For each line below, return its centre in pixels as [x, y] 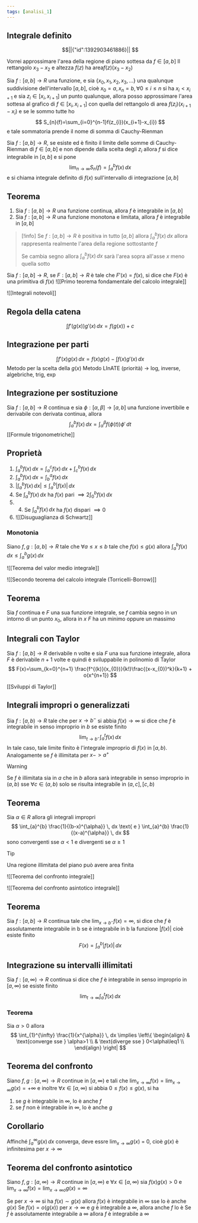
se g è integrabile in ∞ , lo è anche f [58, 1101]
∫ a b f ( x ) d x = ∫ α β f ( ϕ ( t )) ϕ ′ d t [100, 424]
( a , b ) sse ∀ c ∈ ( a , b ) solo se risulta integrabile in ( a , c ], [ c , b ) [81, 784]
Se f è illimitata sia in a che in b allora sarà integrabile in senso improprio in [98, 778]
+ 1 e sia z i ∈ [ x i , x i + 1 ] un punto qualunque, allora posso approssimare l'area [100, 97]
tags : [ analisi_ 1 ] [29, 12]
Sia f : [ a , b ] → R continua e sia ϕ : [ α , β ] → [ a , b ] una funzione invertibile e [98, 407]
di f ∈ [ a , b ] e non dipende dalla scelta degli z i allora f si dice [104, 150]
